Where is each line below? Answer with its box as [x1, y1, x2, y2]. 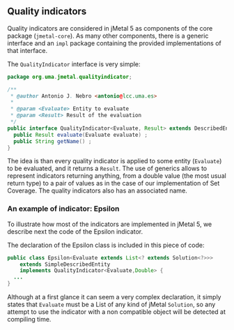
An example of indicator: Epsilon [7, 204, 120, 213]
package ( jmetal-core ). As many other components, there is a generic [7, 31, 209, 40]
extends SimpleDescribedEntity [19, 261, 111, 268]
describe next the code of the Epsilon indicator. [7, 227, 143, 236]
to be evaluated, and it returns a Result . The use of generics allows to [7, 164, 208, 173]
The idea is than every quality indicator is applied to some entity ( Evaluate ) [7, 157, 222, 165]
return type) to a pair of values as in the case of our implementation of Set [7, 179, 220, 188]
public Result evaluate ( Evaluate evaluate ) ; [13, 131, 148, 138]
